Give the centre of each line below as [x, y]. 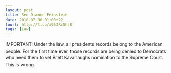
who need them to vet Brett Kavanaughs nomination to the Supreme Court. [84, 58]
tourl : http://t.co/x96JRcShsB [39, 24]
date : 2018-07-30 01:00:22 [34, 20]
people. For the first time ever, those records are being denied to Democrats [86, 51]
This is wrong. [20, 65]
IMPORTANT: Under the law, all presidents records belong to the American [84, 44]
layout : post [19, 10]
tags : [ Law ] [18, 29]
